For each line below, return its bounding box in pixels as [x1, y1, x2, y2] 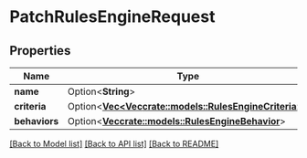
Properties [9, 43, 71, 58]
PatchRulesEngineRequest [9, 6, 216, 27]
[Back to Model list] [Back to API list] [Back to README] [9, 139, 219, 149]
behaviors [14, 115, 59, 127]
